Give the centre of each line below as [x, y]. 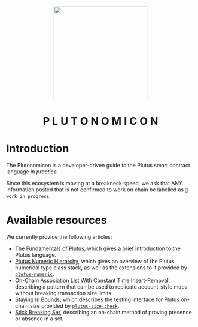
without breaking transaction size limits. [64, 293]
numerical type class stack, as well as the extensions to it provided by [101, 268]
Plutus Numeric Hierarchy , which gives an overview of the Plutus [95, 262]
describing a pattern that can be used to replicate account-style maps [101, 287]
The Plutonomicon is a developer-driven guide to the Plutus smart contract [98, 166]
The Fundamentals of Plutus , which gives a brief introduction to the [98, 248]
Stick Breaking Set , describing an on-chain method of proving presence [103, 313]
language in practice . [32, 172]
